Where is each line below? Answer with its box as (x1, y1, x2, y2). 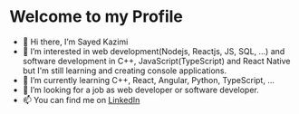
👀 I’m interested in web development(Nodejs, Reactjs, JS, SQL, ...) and (22, 45, 285, 56)
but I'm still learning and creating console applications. (22, 65, 227, 76)
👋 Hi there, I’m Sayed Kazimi (22, 36, 129, 47)
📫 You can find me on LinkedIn (22, 94, 140, 105)
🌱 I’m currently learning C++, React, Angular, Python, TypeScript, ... (22, 74, 275, 85)
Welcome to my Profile (9, 6, 184, 27)
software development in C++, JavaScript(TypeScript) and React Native (22, 55, 291, 66)
